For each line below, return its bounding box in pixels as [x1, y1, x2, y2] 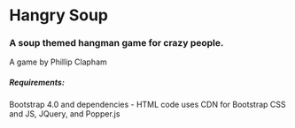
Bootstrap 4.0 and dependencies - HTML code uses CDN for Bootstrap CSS [9, 99, 286, 110]
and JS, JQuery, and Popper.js [9, 109, 120, 119]
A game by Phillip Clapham [9, 56, 108, 67]
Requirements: [9, 77, 65, 88]
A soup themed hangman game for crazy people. [9, 37, 224, 49]
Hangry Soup [9, 5, 109, 26]
